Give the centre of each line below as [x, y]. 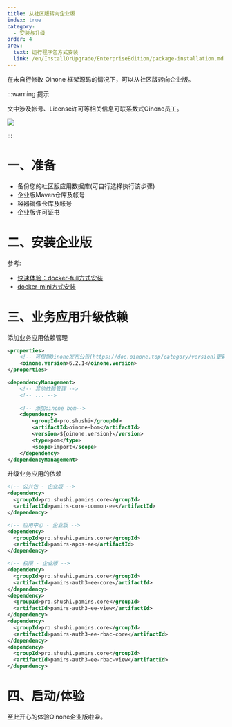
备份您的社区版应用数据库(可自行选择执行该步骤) [86, 186]
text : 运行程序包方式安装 [46, 53]
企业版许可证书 [38, 212]
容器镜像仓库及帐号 [45, 203]
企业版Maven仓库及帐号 [51, 195]
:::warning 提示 [28, 93]
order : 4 [20, 39]
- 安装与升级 [30, 33]
